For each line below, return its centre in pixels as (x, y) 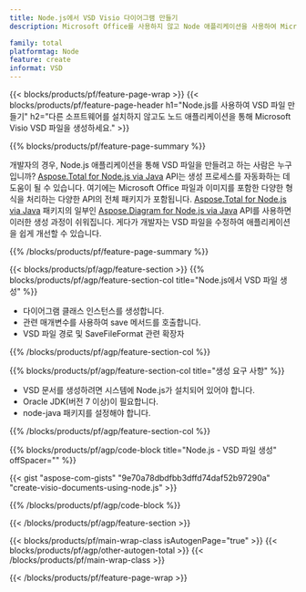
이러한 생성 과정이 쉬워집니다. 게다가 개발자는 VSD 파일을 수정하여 (127, 222)
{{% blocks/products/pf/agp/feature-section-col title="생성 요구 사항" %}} (147, 371)
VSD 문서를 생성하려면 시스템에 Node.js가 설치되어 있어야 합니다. (138, 390)
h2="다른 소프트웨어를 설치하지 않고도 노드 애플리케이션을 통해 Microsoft (161, 116)
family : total (36, 43)
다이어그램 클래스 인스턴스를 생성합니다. (93, 311)
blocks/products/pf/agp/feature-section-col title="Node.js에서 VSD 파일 (143, 280)
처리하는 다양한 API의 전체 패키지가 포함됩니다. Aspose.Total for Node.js (156, 199)
